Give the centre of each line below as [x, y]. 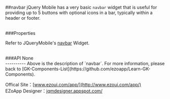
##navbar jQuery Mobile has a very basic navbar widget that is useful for [81, 7]
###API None [20, 58]
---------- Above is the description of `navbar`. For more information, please [85, 63]
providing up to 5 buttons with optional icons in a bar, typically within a [79, 13]
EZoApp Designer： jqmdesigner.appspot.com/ [54, 91]
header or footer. [23, 18]
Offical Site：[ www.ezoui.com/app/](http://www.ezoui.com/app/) [73, 85]
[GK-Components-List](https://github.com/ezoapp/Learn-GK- [86, 69]
